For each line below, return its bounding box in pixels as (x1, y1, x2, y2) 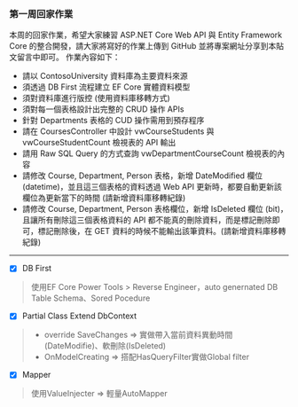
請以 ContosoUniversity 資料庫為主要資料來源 (21, 71, 188, 82)
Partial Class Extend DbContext (21, 310, 137, 321)
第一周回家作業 (9, 7, 74, 20)
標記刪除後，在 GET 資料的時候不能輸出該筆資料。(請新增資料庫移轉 (37, 226, 286, 237)
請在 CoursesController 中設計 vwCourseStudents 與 (21, 126, 215, 137)
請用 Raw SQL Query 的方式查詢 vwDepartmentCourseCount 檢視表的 (21, 148, 278, 159)
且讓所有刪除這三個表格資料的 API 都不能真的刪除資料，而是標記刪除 (21, 215, 273, 225)
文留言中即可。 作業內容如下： (9, 51, 121, 63)
